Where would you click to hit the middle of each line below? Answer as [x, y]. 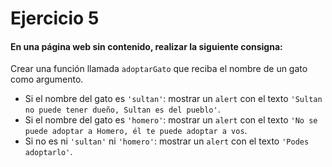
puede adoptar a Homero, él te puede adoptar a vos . [136, 131]
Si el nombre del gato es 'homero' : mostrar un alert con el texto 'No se [171, 120]
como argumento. [47, 79]
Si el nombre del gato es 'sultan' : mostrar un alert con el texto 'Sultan [173, 99]
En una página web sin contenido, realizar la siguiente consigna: [146, 46]
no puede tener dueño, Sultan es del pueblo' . [122, 109]
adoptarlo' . [48, 152]
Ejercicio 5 [55, 18]
